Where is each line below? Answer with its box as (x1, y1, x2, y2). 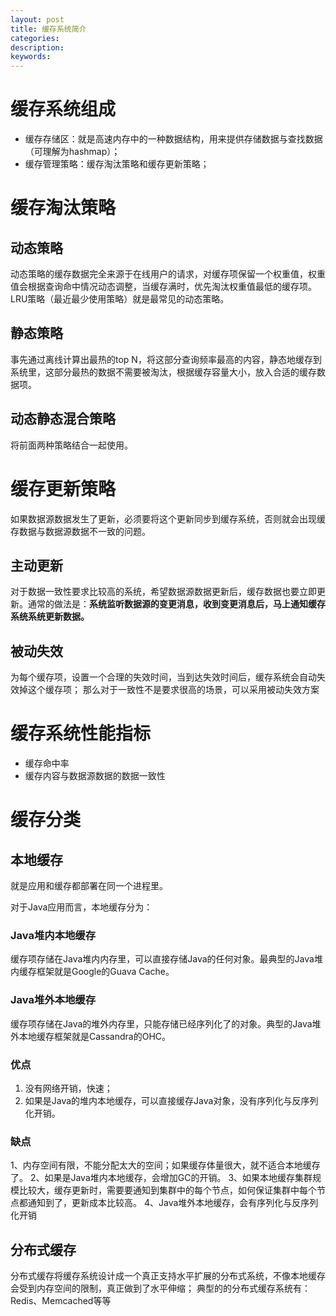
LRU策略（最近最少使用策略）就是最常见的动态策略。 (10, 293, 230, 305)
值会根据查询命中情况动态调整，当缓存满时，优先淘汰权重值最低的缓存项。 (10, 281, 317, 293)
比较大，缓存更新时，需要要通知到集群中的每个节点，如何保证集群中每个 (18, 1184, 317, 1196)
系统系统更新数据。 (10, 611, 90, 623)
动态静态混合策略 (10, 411, 116, 428)
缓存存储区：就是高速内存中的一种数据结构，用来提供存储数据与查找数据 (24, 133, 323, 145)
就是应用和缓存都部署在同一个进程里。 (10, 880, 168, 892)
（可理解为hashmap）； (24, 146, 121, 158)
